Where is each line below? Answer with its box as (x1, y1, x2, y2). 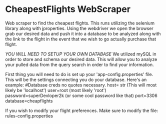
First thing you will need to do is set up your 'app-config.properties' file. (5, 71, 153, 77)
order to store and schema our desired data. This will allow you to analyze (5, 56, 157, 62)
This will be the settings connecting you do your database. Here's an (5, 76, 147, 82)
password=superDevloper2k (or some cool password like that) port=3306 (5, 92, 157, 98)
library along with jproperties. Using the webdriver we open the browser (5, 25, 153, 31)
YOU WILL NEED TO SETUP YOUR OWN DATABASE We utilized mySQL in (5, 51, 156, 57)
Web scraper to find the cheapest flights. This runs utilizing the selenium (5, 20, 155, 26)
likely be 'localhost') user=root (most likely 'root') (5, 87, 106, 93)
